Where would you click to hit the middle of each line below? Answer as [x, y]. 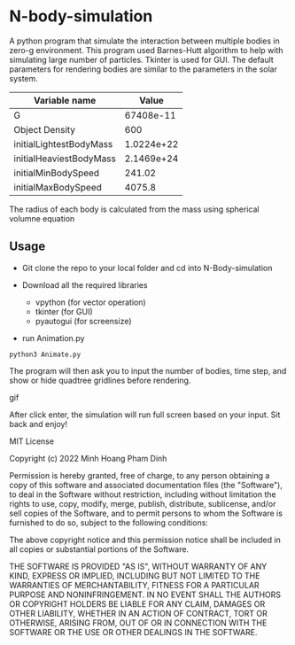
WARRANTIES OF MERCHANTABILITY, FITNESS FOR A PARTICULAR [134, 585]
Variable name [65, 100]
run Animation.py [53, 338]
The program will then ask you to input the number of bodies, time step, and [148, 370]
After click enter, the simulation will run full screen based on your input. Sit [145, 415]
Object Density [45, 129]
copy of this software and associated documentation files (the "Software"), [146, 485]
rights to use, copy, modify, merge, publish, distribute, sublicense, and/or [143, 503]
